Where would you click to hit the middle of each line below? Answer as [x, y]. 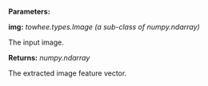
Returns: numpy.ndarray [49, 58]
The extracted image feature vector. [68, 73]
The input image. [36, 42]
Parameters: [29, 12]
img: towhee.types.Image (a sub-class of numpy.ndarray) [104, 27]
